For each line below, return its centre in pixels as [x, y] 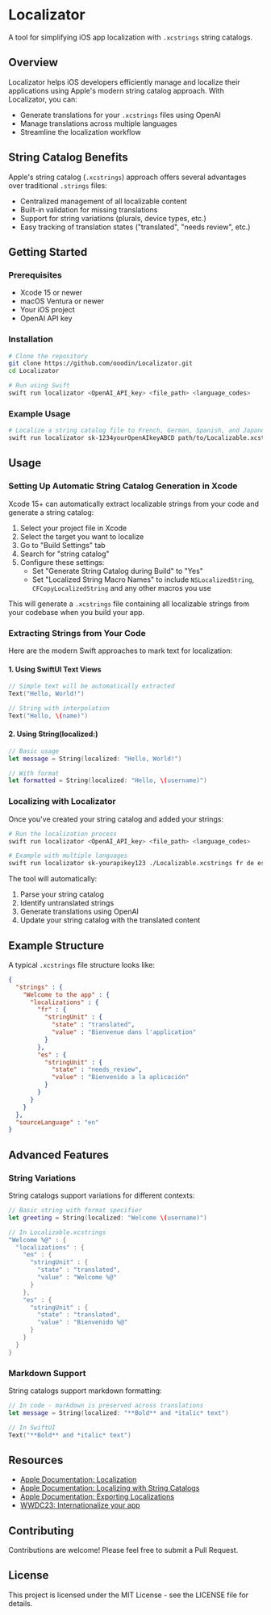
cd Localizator [34, 371]
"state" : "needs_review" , [97, 1070]
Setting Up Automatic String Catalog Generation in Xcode [123, 486]
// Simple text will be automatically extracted [92, 686]
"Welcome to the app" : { [67, 994]
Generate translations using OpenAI [79, 912]
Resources [36, 1460]
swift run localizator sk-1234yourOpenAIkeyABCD [92, 438]
